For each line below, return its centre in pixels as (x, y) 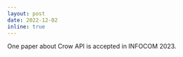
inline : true (26, 26)
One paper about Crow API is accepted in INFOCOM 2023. (92, 47)
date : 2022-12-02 (33, 20)
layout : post (26, 14)
